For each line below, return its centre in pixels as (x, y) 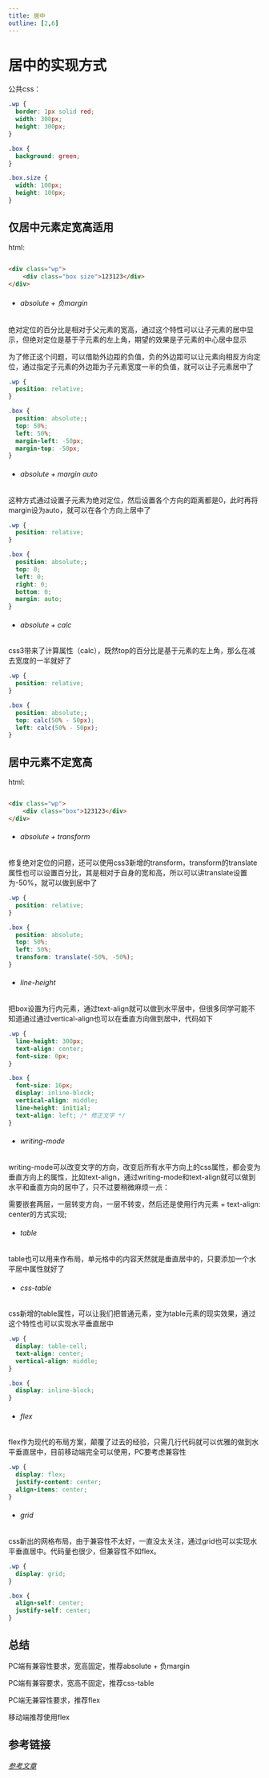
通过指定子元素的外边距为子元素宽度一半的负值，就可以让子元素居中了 (138, 367)
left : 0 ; (30, 577)
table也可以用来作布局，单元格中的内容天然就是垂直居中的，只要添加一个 (129, 1258)
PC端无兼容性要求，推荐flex (54, 1700)
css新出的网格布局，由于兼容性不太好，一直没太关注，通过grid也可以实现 (129, 1541)
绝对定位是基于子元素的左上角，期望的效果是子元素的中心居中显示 (138, 339)
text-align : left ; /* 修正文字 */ (70, 1115)
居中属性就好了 (40, 1269)
